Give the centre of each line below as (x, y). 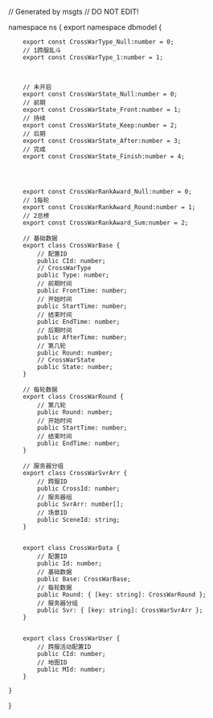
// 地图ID (52, 663)
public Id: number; (70, 564)
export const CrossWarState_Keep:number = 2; (100, 125)
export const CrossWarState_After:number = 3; (102, 141)
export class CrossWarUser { (72, 638)
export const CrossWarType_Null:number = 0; (98, 42)
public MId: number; (72, 670)
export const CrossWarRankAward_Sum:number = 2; (106, 223)
